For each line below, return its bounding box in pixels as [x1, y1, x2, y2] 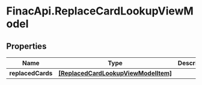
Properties [6, 41, 47, 51]
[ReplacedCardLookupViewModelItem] [58, 69, 173, 77]
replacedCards [9, 69, 53, 77]
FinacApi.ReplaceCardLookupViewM [6, 4, 194, 18]
